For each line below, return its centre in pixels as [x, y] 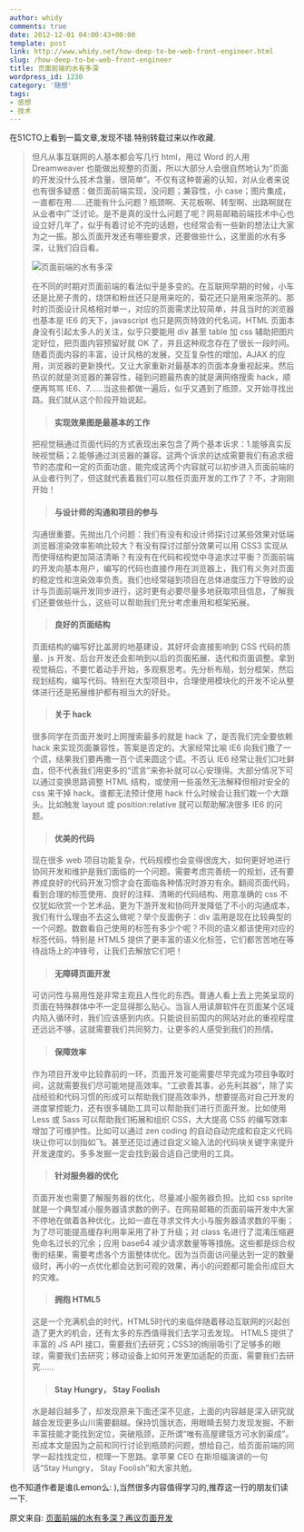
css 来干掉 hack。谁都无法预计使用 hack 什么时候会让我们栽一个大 [156, 793]
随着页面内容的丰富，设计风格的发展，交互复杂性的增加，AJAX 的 [155, 354]
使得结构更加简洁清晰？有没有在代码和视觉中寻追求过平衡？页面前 [163, 557]
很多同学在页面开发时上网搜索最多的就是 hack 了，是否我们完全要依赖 [162, 736]
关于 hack [73, 715]
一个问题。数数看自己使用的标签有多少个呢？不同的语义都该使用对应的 [163, 928]
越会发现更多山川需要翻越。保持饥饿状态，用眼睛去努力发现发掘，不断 [163, 1423]
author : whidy [36, 18]
